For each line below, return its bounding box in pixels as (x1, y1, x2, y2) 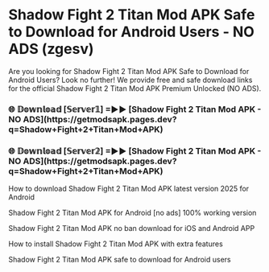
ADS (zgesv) (8, 40, 94, 58)
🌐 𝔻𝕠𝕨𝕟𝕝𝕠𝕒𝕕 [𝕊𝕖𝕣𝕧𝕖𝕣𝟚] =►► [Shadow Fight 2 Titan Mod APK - (8, 145, 262, 156)
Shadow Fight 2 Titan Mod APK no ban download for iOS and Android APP (8, 224, 255, 233)
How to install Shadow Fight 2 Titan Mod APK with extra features (8, 239, 223, 249)
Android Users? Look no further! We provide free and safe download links (8, 75, 253, 84)
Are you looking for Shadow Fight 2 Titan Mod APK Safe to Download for (8, 66, 250, 76)
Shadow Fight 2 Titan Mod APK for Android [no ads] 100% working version (8, 208, 257, 218)
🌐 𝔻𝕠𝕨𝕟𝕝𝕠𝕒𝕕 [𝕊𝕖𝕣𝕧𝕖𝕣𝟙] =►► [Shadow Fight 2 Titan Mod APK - (8, 103, 262, 114)
